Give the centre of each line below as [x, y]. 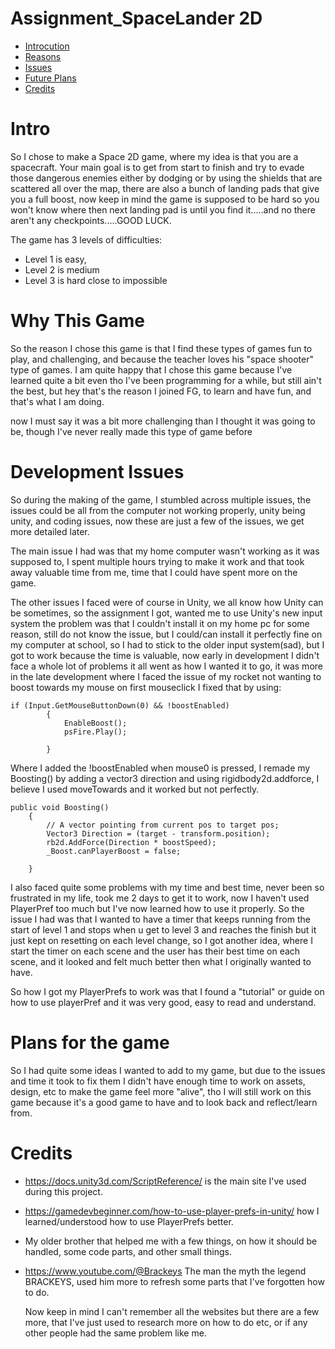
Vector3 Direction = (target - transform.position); [158, 833]
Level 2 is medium [62, 269]
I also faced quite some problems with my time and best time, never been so [167, 887]
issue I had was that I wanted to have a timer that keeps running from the [160, 919]
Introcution [47, 46]
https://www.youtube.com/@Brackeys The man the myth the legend [165, 1271]
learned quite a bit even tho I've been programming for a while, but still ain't [166, 380]
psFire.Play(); [95, 732]
